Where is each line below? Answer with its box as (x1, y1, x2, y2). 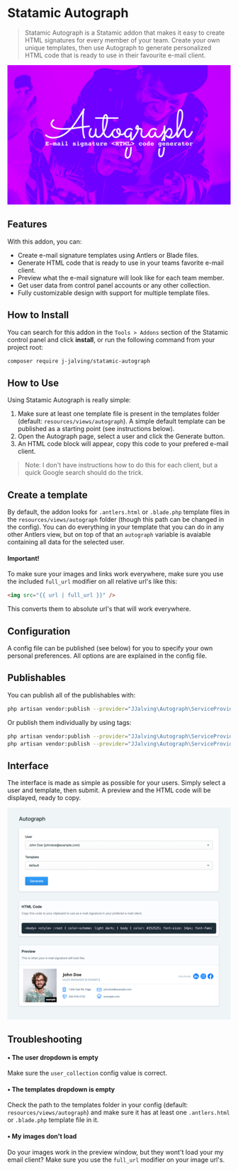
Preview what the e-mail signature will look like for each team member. (17, 273, 225, 282)
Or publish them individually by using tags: (7, 718, 132, 726)
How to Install (7, 309, 69, 321)
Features (7, 218, 47, 231)
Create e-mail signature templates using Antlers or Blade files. (17, 251, 200, 259)
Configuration (7, 625, 71, 637)
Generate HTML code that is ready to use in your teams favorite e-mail (17, 258, 225, 267)
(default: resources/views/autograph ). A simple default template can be (17, 417, 225, 425)
